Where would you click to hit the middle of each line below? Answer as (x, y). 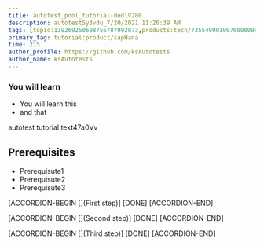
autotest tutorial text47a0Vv (53, 127)
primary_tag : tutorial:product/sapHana (73, 37)
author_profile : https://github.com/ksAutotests (89, 52)
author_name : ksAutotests (50, 60)
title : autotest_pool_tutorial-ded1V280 (75, 15)
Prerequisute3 (42, 187)
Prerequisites (42, 152)
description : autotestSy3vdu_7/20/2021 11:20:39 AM (94, 23)
